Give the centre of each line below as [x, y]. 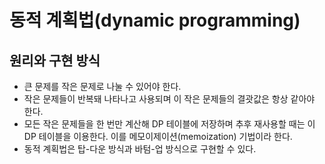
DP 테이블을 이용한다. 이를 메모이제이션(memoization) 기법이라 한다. [158, 136]
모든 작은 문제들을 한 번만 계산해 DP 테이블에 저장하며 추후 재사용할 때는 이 [169, 124]
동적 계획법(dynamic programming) [155, 20]
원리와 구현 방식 [55, 60]
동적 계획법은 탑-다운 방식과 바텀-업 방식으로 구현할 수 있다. [140, 149]
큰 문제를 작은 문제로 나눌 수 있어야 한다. [102, 86]
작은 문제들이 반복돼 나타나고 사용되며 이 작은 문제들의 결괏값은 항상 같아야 [169, 99]
